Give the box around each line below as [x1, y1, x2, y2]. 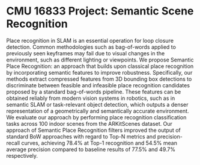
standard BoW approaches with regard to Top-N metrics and [6, 132, 156, 140]
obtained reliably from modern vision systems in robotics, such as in [6, 95, 175, 102]
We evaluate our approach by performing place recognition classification [6, 113, 187, 121]
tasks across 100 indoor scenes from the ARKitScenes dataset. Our [6, 120, 172, 127]
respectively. [6, 152, 38, 159]
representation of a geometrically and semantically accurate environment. [6, 107, 189, 114]
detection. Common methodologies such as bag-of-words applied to [6, 43, 176, 51]
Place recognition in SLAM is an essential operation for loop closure [6, 37, 174, 44]
